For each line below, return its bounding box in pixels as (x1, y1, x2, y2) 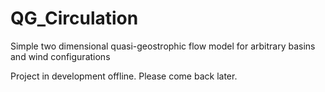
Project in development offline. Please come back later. (10, 70, 238, 82)
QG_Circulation (10, 7, 139, 30)
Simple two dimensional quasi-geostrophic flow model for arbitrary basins (10, 40, 316, 52)
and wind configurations (10, 50, 111, 62)
